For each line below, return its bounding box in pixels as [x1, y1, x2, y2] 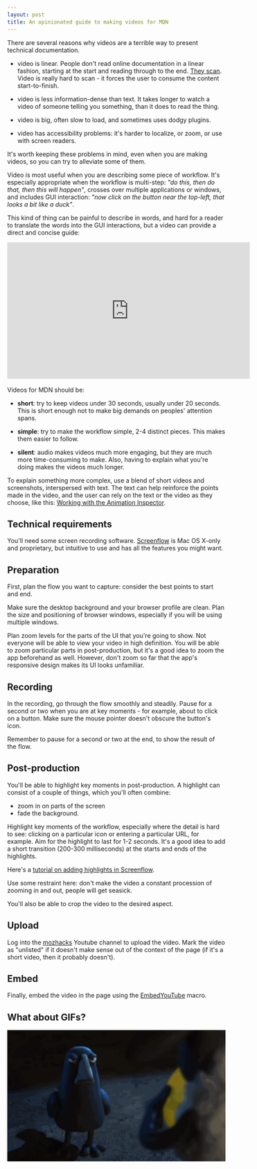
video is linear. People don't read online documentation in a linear [17, 59, 204, 67]
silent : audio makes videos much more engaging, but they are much [17, 448, 213, 456]
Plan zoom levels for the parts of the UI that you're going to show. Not [7, 632, 206, 640]
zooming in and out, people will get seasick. [7, 886, 133, 894]
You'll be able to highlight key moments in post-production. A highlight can [7, 781, 220, 789]
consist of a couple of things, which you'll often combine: [7, 788, 171, 797]
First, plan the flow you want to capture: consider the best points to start [7, 582, 213, 591]
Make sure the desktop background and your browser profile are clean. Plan [7, 603, 225, 612]
